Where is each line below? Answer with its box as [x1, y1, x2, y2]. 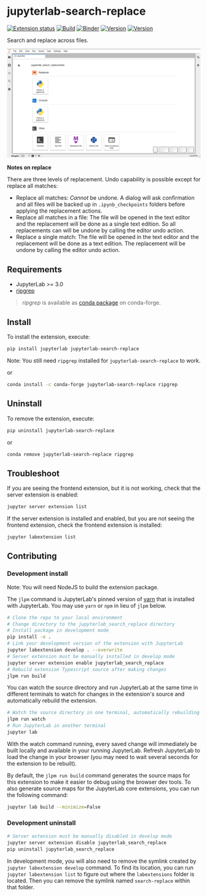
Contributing [7, 551, 57, 562]
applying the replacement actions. [15, 207, 103, 214]
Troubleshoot [7, 468, 60, 479]
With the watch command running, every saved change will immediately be [7, 740, 197, 747]
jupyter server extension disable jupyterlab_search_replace [7, 839, 167, 846]
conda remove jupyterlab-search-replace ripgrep [7, 451, 134, 457]
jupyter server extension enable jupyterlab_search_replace [7, 659, 165, 666]
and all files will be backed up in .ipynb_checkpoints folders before [15, 201, 186, 208]
